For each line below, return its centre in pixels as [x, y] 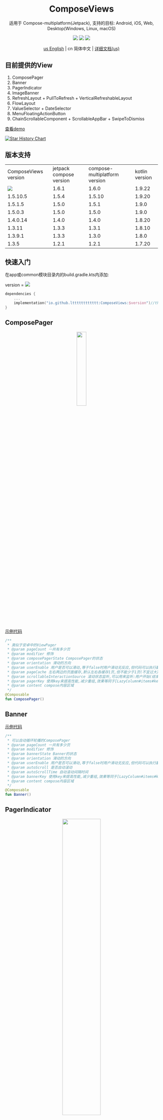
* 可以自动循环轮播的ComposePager [39, 740]
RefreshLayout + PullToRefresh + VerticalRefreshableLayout [72, 98]
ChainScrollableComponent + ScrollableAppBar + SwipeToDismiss [78, 119]
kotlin [141, 171]
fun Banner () [18, 795]
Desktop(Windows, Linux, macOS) [81, 28]
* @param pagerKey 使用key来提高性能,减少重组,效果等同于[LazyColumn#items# [81, 681]
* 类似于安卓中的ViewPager [32, 645]
